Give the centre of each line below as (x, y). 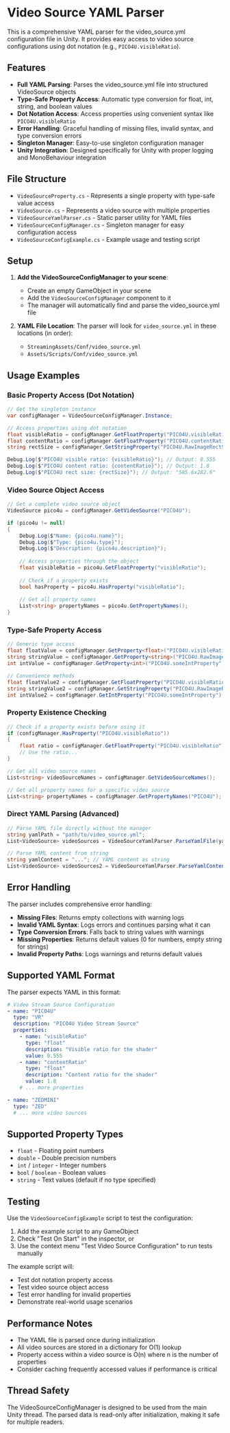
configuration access (47, 232)
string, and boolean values (54, 106)
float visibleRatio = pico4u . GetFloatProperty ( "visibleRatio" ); (113, 568)
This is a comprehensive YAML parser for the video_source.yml (97, 32)
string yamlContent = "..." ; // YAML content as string (88, 860)
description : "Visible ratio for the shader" (91, 1049)
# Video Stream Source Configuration (61, 1004)
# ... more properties (52, 1087)
